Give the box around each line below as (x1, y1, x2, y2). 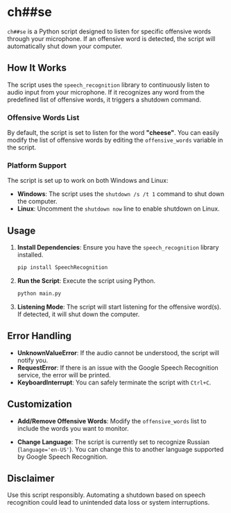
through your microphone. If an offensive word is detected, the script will (7, 34, 216, 42)
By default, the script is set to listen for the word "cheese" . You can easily (7, 129, 220, 137)
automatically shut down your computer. (7, 42, 123, 50)
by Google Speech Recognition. (17, 453, 108, 461)
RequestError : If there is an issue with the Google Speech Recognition (17, 363, 219, 372)
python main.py (17, 290, 62, 298)
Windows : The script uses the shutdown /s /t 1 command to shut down (17, 190, 225, 198)
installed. (17, 251, 44, 259)
